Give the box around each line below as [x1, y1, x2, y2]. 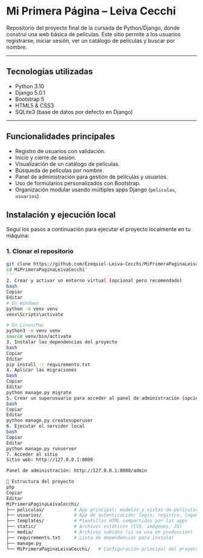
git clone [6, 261, 31, 267]
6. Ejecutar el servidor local [6, 423, 85, 430]
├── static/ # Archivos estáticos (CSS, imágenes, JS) [6, 524, 182, 530]
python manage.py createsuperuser [6, 417, 94, 423]
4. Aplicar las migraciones [6, 367, 77, 373]
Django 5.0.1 [14, 89, 45, 96]
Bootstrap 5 [14, 95, 45, 103]
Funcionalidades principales [6, 132, 115, 142]
